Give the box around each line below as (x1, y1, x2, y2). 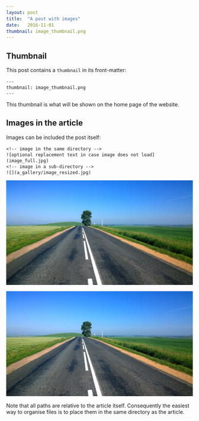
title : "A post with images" (6, 15, 81, 22)
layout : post (6, 9, 38, 15)
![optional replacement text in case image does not (6, 151, 139, 158)
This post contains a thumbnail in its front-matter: (6, 67, 127, 74)
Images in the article (6, 118, 83, 128)
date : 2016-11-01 (6, 22, 54, 28)
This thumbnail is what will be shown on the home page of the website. (6, 101, 179, 108)
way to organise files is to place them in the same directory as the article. (6, 409, 185, 416)
